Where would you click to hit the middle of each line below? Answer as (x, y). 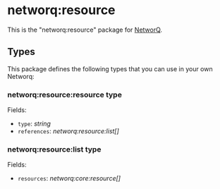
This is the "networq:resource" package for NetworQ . (85, 30)
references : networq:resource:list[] (68, 131)
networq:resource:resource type (65, 94)
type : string (34, 124)
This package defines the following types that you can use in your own (110, 68)
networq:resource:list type (54, 149)
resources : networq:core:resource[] (69, 178)
